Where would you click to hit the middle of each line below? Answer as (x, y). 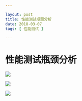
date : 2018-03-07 (24, 24)
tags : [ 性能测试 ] (24, 29)
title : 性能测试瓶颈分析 (29, 19)
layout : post (19, 14)
